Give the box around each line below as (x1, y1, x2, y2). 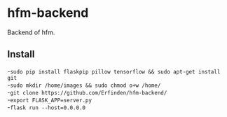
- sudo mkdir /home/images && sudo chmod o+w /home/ (7, 81, 161, 89)
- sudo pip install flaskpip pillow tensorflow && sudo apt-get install (7, 67, 221, 75)
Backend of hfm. (7, 28, 55, 36)
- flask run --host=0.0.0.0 (7, 103, 86, 111)
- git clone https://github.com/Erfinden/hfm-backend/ (7, 88, 167, 96)
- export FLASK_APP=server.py (7, 95, 92, 104)
